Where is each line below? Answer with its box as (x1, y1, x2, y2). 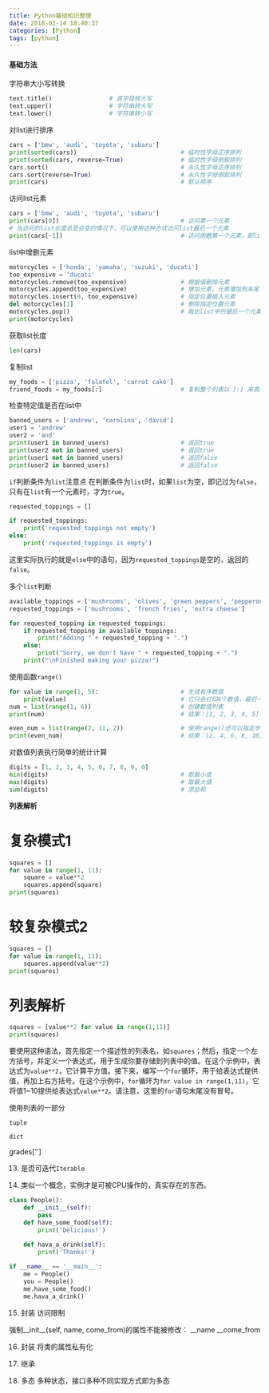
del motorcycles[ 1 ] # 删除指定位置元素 (9, 300, 236, 308)
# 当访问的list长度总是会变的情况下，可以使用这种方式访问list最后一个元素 (9, 224, 230, 232)
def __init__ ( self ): (23, 1204, 92, 1212)
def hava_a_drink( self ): (23, 1241, 106, 1249)
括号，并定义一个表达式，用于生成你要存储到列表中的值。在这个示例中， (15, 1056, 254, 1066)
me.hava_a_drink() (23, 1292, 85, 1300)
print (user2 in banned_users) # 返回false (9, 461, 218, 469)
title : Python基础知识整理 (9, 11, 92, 20)
